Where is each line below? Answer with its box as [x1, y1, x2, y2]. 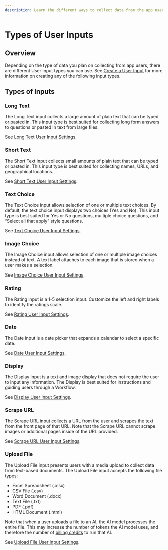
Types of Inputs [5, 87, 55, 96]
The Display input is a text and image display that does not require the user [5, 374, 160, 380]
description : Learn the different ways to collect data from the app [5, 7, 153, 13]
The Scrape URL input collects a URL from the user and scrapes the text [5, 418, 154, 424]
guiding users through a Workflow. [5, 384, 76, 391]
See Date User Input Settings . [5, 350, 66, 356]
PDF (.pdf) [12, 504, 34, 510]
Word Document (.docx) [12, 493, 62, 499]
